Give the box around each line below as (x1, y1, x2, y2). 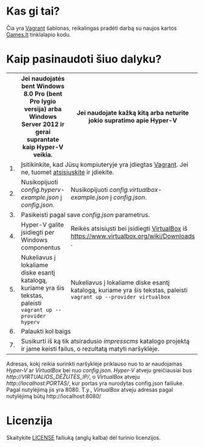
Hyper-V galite (21, 220, 64, 229)
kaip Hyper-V (22, 143, 64, 151)
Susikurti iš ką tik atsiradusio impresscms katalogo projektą (21, 337, 190, 345)
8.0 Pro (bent (23, 90, 63, 98)
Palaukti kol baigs (21, 327, 71, 336)
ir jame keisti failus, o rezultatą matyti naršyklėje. (21, 344, 160, 353)
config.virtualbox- (109, 185, 162, 194)
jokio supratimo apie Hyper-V (88, 116, 177, 124)
